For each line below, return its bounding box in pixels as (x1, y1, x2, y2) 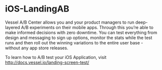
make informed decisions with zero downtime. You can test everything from (5, 29, 158, 35)
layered (5, 24, 20, 30)
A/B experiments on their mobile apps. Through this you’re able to (21, 24, 154, 30)
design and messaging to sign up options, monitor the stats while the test (5, 35, 153, 41)
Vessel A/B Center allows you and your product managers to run (5, 19, 135, 25)
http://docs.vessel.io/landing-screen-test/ (5, 59, 89, 65)
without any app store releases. (5, 45, 68, 51)
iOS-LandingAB (5, 3, 69, 14)
